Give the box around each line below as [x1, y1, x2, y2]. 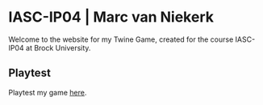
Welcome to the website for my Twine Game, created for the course [8, 34, 234, 44]
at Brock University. [25, 42, 91, 52]
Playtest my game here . [8, 87, 87, 97]
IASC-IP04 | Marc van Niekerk [8, 8, 214, 26]
